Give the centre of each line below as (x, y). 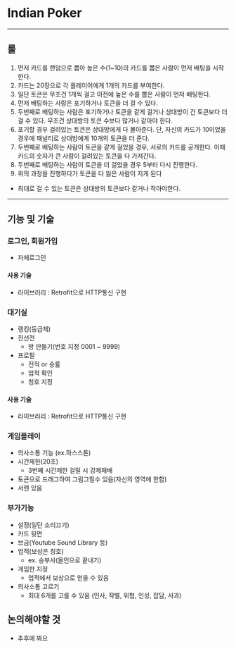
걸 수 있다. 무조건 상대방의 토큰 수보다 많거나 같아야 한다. (95, 120)
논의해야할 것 (34, 620)
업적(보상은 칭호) (41, 551)
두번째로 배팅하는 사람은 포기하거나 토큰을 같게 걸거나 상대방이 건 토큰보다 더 (123, 111)
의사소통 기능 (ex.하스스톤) (54, 453)
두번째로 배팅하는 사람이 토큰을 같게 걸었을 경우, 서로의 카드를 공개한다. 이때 (122, 147)
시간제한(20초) (38, 462)
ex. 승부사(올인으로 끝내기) (65, 560)
